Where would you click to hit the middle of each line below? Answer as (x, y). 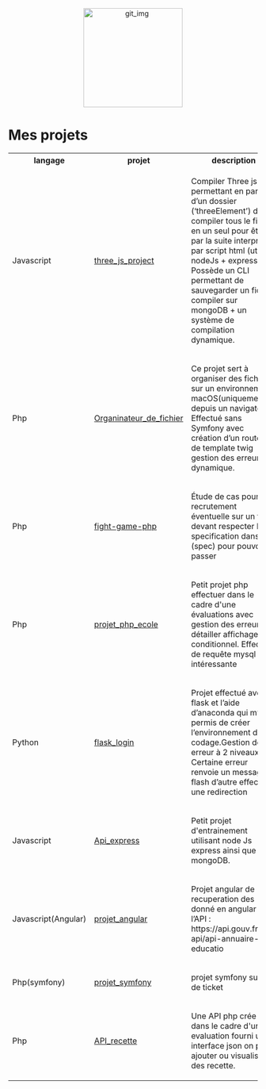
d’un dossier (214, 201)
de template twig (222, 447)
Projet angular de (223, 889)
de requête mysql (224, 654)
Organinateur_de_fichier (139, 418)
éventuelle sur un (223, 516)
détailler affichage (225, 634)
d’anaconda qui (220, 712)
